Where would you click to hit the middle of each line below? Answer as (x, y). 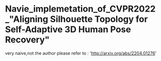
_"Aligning (27, 19)
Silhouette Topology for (99, 19)
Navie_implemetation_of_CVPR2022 (80, 9)
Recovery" (27, 40)
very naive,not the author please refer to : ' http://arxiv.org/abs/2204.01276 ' (81, 53)
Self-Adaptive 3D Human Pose (68, 30)
